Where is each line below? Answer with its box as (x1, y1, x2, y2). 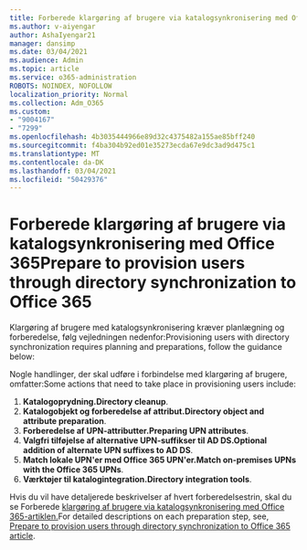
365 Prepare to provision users (9, 253, 246, 274)
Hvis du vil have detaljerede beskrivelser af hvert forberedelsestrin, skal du (9, 492, 292, 502)
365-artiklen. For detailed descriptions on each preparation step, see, (9, 511, 270, 522)
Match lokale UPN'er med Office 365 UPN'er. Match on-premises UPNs (22, 454, 297, 466)
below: (9, 351, 35, 362)
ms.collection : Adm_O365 (9, 98, 104, 108)
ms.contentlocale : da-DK (9, 157, 104, 167)
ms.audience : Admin (9, 56, 84, 65)
